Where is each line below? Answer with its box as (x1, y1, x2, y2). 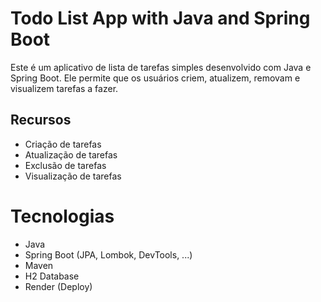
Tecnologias (10, 205, 115, 227)
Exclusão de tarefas (24, 159, 107, 171)
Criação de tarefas (24, 138, 102, 150)
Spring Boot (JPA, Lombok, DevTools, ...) (24, 248, 193, 261)
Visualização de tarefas (24, 170, 122, 182)
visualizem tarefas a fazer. (10, 82, 119, 94)
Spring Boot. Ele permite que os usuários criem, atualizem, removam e (10, 72, 301, 84)
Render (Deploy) (24, 280, 93, 292)
